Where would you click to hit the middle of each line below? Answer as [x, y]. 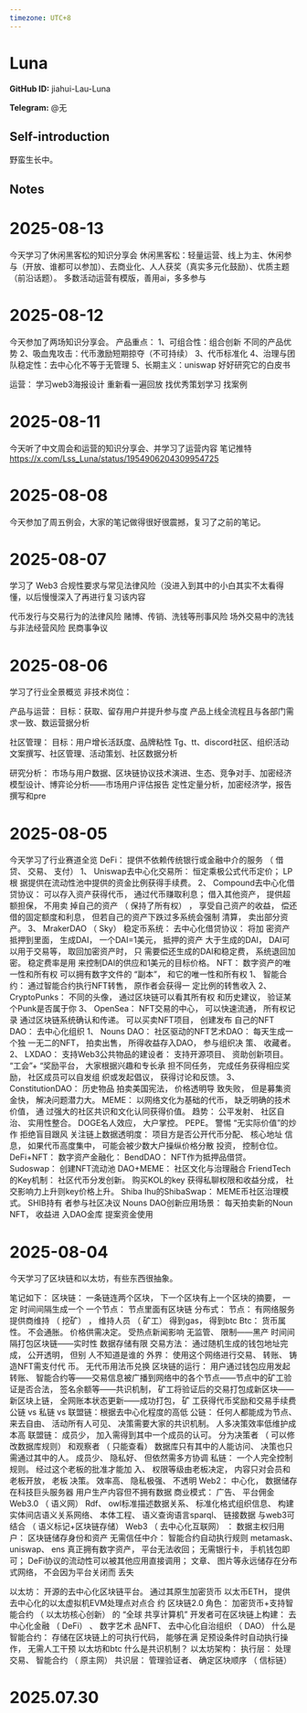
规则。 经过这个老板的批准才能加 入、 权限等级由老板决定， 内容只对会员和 [150, 1470]
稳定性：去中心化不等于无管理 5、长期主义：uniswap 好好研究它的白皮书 [153, 364]
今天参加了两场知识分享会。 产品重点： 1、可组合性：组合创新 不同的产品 [147, 342]
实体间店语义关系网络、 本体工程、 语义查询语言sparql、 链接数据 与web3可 [152, 1515]
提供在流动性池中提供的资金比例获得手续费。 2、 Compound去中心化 [157, 883]
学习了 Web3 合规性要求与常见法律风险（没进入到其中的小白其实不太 [139, 585]
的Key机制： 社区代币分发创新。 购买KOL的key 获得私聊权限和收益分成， [147, 1180]
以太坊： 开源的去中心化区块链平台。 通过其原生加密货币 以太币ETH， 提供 [150, 1591]
